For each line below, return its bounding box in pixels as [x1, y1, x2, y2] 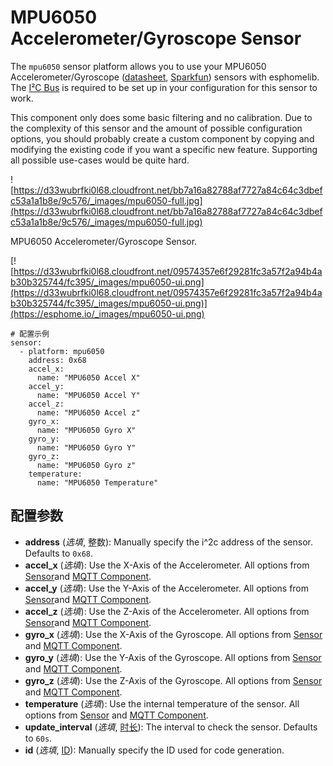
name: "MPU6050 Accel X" [36, 372, 141, 383]
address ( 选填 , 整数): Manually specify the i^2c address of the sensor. [24, 536, 313, 548]
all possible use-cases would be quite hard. [10, 154, 190, 166]
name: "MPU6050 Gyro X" [36, 425, 137, 435]
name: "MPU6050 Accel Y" [36, 390, 141, 400]
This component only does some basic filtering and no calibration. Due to [10, 111, 313, 123]
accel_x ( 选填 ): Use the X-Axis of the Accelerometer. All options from [24, 559, 310, 571]
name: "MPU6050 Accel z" [36, 407, 141, 418]
